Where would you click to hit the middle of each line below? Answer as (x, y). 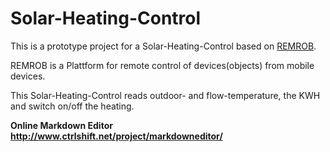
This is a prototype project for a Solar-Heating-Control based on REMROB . (163, 46)
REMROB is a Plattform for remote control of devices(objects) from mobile (162, 65)
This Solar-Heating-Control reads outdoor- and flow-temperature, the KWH (165, 95)
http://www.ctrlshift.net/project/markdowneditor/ (116, 136)
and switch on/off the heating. (72, 106)
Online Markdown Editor (61, 125)
